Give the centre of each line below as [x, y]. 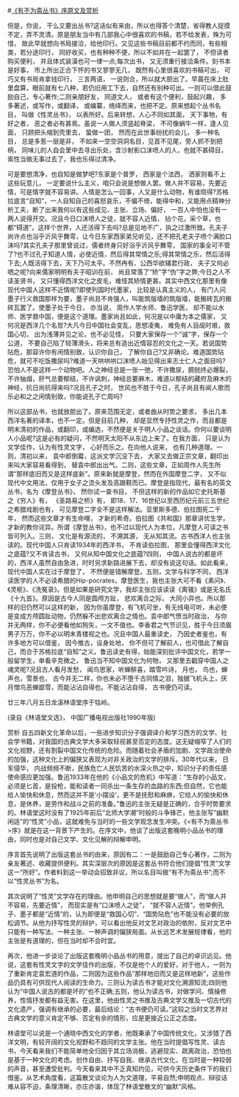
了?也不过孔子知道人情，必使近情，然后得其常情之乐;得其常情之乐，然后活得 [119, 254]
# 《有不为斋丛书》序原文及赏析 [53, 10]
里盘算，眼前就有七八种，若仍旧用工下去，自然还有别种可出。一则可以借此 [116, 88]
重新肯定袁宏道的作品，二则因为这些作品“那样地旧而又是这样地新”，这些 [119, 974]
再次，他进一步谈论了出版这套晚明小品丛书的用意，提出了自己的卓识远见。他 [119, 956]
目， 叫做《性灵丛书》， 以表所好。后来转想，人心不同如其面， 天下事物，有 [117, 115]
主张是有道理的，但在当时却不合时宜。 [63, 940]
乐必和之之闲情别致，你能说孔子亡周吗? [65, 396]
